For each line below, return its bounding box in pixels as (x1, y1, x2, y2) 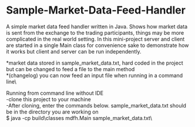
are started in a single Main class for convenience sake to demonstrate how (6, 42, 189, 49)
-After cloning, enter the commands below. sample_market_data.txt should (6, 102, 187, 109)
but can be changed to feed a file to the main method (6, 65, 135, 72)
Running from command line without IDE (6, 89, 104, 96)
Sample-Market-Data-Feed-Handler (6, 4, 186, 17)
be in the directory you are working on (6, 108, 99, 115)
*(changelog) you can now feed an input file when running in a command (6, 72, 183, 79)
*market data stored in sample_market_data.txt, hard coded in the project (6, 59, 183, 66)
